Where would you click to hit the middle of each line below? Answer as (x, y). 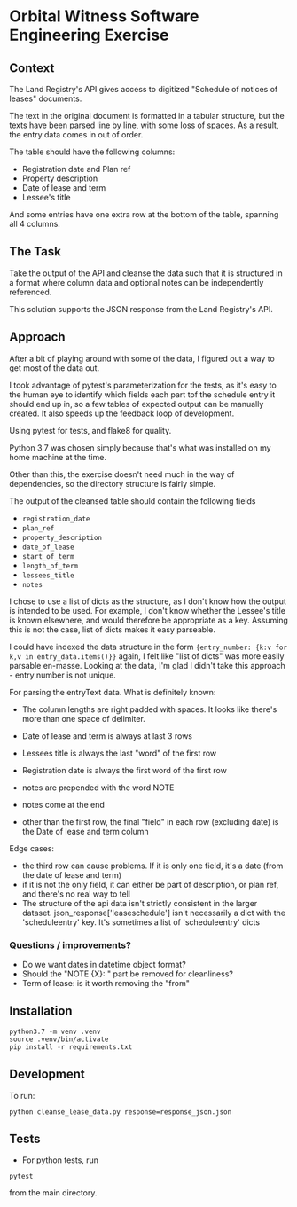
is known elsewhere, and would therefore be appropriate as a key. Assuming (148, 620)
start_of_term (48, 556)
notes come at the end (63, 804)
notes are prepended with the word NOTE (98, 788)
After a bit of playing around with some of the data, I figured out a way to (142, 358)
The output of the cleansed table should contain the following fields (133, 501)
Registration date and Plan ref (76, 169)
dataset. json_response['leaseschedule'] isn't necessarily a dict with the (154, 913)
